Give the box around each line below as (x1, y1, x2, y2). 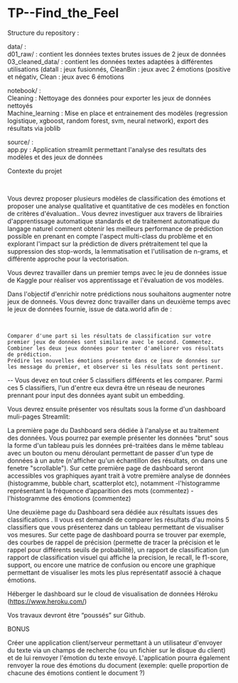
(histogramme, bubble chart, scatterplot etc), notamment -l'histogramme (7, 478, 220, 488)
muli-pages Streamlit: (7, 412, 70, 421)
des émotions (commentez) (50, 494, 131, 502)
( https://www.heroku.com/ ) (7, 597, 87, 606)
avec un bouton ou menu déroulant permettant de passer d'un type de (7, 448, 214, 457)
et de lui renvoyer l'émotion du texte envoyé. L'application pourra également (7, 653, 230, 662)
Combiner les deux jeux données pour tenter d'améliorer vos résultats (7, 345, 224, 352)
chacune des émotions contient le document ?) (7, 668, 146, 677)
